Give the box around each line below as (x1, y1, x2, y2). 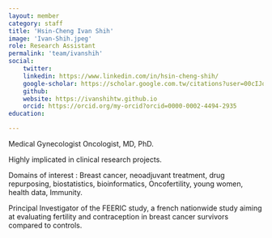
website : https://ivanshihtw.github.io (23, 95, 158, 103)
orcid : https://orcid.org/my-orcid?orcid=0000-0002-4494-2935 (23, 102, 237, 110)
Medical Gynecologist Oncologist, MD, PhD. (8, 139, 154, 148)
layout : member (8, 11, 60, 20)
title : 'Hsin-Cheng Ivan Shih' (8, 27, 114, 35)
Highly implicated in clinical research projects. (8, 155, 162, 164)
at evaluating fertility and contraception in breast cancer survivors (8, 212, 229, 221)
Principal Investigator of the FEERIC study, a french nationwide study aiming (8, 203, 262, 213)
